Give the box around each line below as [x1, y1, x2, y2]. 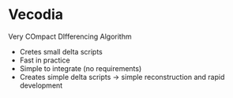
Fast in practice [19, 55, 70, 65]
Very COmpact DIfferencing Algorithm [8, 32, 132, 41]
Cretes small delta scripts [19, 47, 103, 56]
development [19, 81, 63, 90]
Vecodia [8, 6, 64, 24]
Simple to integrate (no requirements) [19, 63, 142, 73]
